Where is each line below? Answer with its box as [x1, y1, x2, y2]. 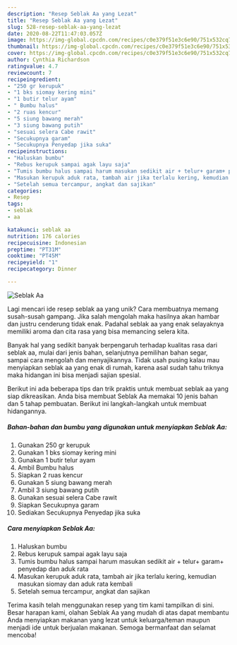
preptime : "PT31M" [7, 246, 61, 253]
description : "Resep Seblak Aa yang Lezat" [7, 10, 138, 18]
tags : [7, 200, 23, 208]
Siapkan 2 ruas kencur [17, 470, 83, 479]
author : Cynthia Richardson [7, 56, 90, 63]
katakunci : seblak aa [7, 226, 71, 233]
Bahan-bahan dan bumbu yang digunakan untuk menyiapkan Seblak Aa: [7, 423, 228, 431]
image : [7, 37, 27, 44]
